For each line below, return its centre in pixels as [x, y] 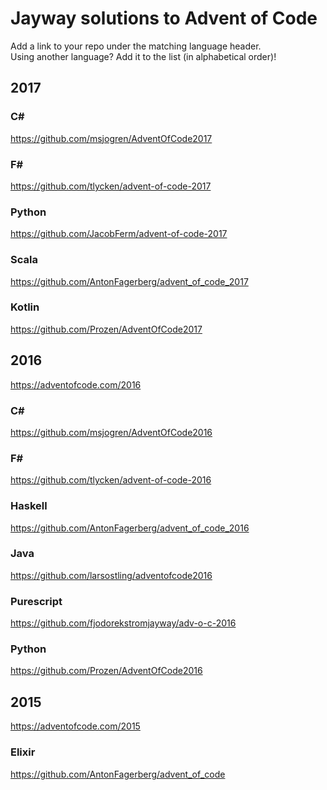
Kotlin [25, 307]
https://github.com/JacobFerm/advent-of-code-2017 [119, 234]
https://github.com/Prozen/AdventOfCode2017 [106, 329]
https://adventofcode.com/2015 [75, 726]
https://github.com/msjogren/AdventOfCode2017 [111, 138]
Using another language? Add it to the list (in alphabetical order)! [143, 56]
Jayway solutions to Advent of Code [164, 18]
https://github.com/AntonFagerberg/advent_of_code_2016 [130, 528]
